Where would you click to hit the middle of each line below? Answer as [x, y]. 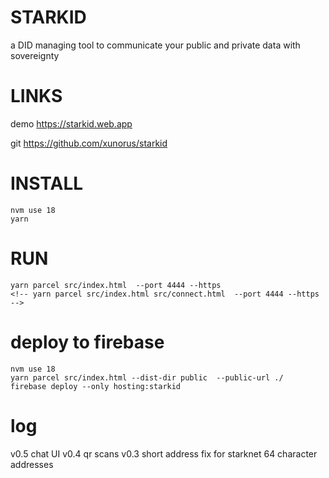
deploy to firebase [87, 342]
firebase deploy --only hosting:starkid [96, 386]
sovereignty [35, 55]
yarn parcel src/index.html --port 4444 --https [116, 285]
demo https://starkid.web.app [71, 123]
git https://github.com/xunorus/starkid [89, 143]
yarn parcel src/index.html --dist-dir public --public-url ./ [147, 377]
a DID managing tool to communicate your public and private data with [155, 45]
